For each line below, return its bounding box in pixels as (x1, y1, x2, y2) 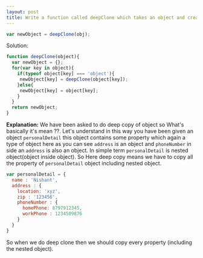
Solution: (6, 42, 28, 49)
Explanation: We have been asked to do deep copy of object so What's (6, 121, 184, 128)
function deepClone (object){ (6, 54, 80, 60)
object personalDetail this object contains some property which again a (6, 134, 186, 141)
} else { (17, 82, 34, 88)
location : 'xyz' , (17, 188, 61, 194)
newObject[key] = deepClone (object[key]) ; (19, 76, 129, 82)
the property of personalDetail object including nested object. (6, 160, 162, 167)
